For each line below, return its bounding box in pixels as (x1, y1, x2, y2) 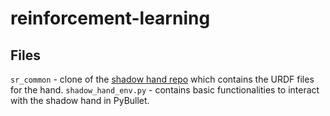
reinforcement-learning (10, 7, 211, 30)
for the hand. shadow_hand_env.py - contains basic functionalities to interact (10, 84, 320, 96)
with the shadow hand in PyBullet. (10, 95, 150, 106)
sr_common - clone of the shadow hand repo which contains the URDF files (10, 73, 315, 85)
